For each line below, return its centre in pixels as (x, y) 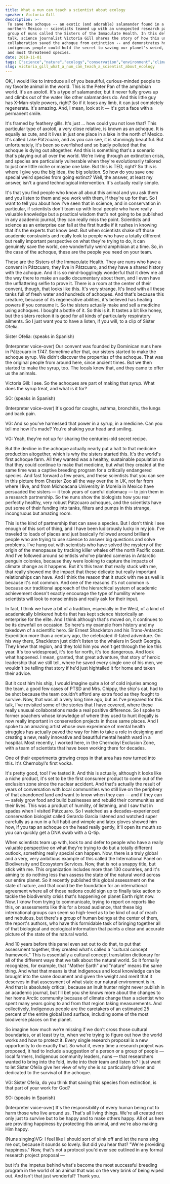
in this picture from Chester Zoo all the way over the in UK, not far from (79, 481)
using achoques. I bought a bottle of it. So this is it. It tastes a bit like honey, (84, 310)
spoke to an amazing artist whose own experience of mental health (75, 727)
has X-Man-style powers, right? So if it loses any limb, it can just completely (84, 103)
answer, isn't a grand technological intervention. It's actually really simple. (82, 183)
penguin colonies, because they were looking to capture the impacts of (79, 561)
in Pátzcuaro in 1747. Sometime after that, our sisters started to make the (81, 352)
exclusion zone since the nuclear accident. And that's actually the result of (83, 784)
